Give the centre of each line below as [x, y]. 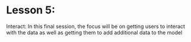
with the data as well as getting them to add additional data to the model [94, 32]
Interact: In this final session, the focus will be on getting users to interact [96, 26]
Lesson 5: [31, 10]
